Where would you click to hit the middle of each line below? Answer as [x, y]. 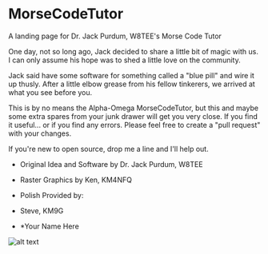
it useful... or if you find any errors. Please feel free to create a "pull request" [134, 125]
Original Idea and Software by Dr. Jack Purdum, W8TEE [111, 164]
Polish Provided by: [52, 195]
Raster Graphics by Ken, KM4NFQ [76, 180]
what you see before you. [50, 92]
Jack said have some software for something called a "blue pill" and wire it [131, 75]
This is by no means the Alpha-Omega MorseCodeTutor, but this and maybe [133, 108]
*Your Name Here [50, 226]
